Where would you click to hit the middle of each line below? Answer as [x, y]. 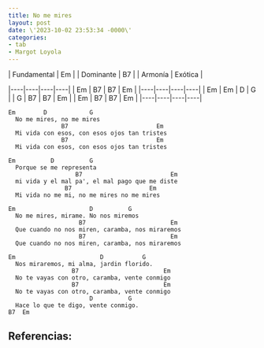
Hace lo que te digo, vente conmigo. [77, 305]
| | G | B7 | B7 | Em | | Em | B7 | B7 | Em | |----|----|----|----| [105, 98]
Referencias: [40, 337]
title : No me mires [40, 15]
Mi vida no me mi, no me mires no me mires [87, 195]
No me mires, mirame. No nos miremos [77, 216]
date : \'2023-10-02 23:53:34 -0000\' [70, 30]
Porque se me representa [56, 168]
